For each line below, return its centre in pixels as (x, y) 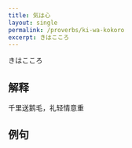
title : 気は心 (29, 15)
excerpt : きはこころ (38, 37)
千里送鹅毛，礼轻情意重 (46, 108)
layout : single (33, 23)
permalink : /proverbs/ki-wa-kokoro (66, 30)
